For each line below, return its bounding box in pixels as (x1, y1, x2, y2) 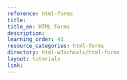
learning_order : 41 (7, 36, 64, 43)
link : (7, 62, 23, 69)
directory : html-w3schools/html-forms (7, 49, 120, 56)
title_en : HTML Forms (7, 23, 70, 30)
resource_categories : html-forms (7, 42, 105, 49)
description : (7, 29, 45, 37)
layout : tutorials (7, 56, 61, 63)
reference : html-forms (7, 10, 73, 17)
